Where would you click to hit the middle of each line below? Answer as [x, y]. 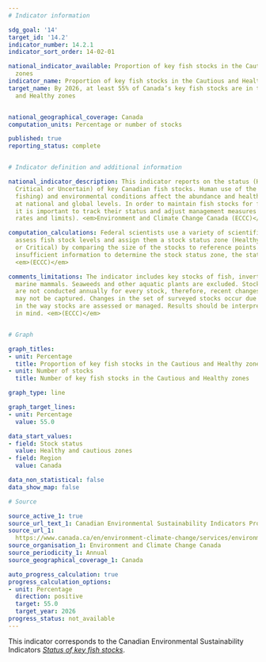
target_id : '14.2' [38, 37]
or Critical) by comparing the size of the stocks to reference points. [138, 247]
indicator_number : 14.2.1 [51, 44]
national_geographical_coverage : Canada [76, 117]
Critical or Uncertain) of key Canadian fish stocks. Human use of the [136, 189]
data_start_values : [40, 436]
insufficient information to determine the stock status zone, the [129, 254]
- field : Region [35, 458]
